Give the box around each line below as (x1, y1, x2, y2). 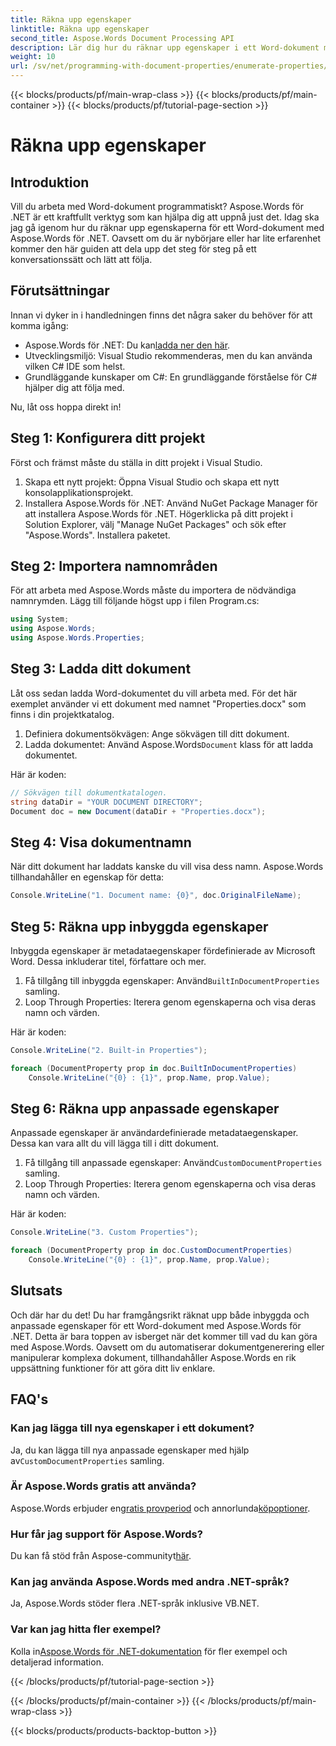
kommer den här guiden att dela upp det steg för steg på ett (10, 243, 257, 255)
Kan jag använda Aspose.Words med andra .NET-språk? (10, 1575, 290, 1589)
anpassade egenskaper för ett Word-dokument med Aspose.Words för (10, 1319, 302, 1331)
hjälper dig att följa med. (24, 381, 125, 393)
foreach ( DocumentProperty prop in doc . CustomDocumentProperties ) (10, 1246, 293, 1256)
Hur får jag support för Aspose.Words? (10, 1527, 203, 1541)
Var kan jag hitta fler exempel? (10, 1622, 162, 1636)
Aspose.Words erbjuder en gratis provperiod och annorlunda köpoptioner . (10, 1502, 311, 1514)
